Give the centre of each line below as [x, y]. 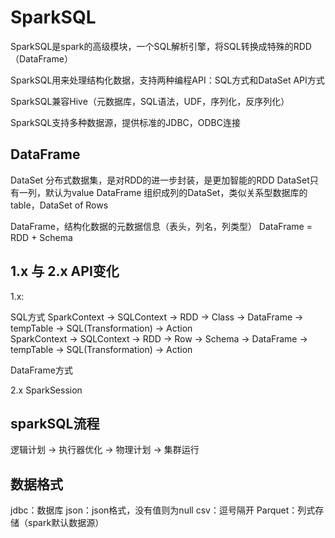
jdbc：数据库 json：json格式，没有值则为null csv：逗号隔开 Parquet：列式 [163, 510]
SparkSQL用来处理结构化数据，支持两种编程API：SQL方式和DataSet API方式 [167, 80]
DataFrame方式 [41, 370]
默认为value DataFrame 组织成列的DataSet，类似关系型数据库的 [176, 192]
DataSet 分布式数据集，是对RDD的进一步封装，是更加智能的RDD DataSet [160, 180]
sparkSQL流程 [55, 423]
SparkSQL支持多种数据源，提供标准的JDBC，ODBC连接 [126, 122]
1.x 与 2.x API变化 [65, 271]
